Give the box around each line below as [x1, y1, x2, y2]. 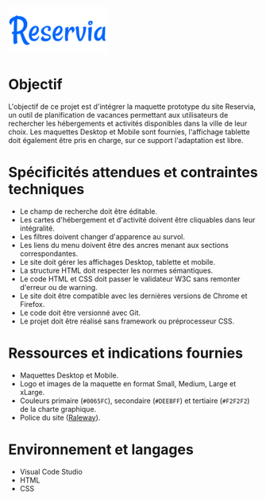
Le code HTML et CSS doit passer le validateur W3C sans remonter [19, 273, 241, 284]
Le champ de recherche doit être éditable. [19, 206, 157, 216]
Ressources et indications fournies [8, 344, 244, 362]
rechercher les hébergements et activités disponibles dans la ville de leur [8, 118, 248, 128]
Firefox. [19, 299, 45, 308]
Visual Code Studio [19, 467, 83, 476]
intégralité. [19, 223, 56, 233]
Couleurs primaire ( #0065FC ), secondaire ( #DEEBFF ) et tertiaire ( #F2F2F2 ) [19, 396, 250, 405]
